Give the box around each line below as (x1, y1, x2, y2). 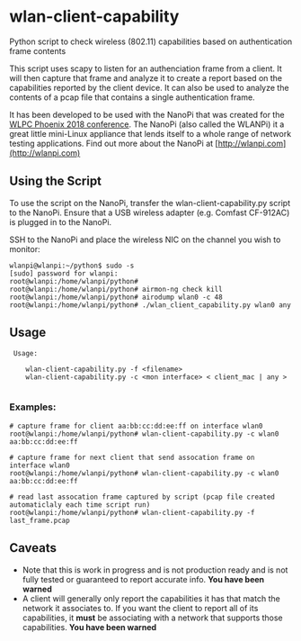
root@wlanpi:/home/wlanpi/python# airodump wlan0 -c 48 (9, 293, 223, 302)
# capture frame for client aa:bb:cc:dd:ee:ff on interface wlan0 (9, 421, 263, 430)
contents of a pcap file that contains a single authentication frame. (9, 92, 255, 103)
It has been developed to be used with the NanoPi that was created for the (9, 109, 285, 120)
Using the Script (9, 174, 102, 189)
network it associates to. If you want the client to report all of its (22, 602, 259, 613)
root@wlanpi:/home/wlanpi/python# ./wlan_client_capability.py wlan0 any (9, 300, 292, 310)
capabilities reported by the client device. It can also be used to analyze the (9, 82, 289, 93)
